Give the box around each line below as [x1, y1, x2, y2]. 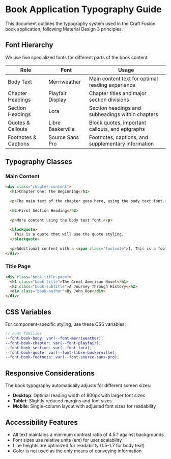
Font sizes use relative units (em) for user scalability [12, 437, 122, 443]
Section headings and [89, 104, 141, 111]
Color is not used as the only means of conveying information [12, 448, 142, 454]
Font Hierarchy [5, 41, 53, 50]
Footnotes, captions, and [89, 134, 149, 141]
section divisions [89, 96, 130, 103]
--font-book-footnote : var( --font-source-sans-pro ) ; [5, 355, 120, 360]
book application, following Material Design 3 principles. [5, 26, 123, 32]
